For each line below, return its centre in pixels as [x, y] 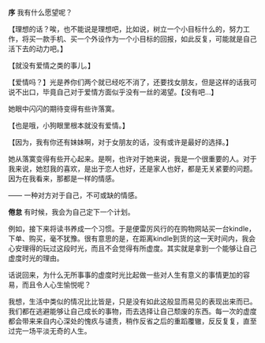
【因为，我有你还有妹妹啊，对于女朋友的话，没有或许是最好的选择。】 [120, 142]
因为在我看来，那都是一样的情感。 [63, 179]
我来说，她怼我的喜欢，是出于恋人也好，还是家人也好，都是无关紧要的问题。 [132, 169]
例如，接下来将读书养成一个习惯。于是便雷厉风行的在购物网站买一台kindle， [132, 229]
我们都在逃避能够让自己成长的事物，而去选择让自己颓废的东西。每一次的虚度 [132, 311]
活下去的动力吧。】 [37, 49]
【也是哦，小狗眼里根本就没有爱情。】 [69, 125]
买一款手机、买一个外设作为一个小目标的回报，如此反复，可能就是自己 [143, 39]
